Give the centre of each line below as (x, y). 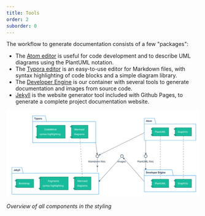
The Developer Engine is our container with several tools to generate (102, 82)
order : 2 (17, 19)
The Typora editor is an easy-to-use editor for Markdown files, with (100, 69)
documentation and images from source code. (74, 88)
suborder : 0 (21, 26)
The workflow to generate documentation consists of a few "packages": (98, 44)
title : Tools (23, 13)
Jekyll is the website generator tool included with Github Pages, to (99, 95)
